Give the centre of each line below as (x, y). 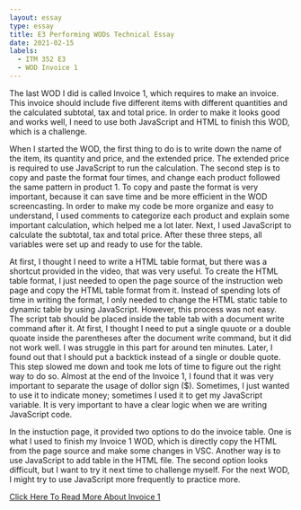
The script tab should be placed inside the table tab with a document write (147, 319)
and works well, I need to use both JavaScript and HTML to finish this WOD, (150, 121)
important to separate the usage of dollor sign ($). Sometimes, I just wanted (150, 385)
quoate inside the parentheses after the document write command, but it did (150, 338)
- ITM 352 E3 (42, 59)
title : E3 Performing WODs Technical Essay (92, 34)
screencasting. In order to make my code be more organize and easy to (142, 206)
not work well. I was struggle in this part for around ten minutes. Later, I (141, 347)
